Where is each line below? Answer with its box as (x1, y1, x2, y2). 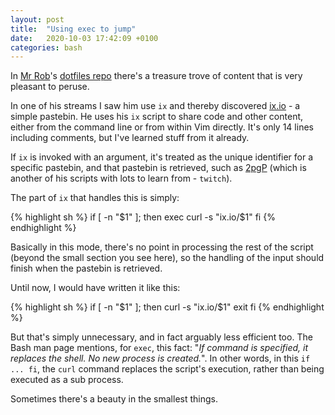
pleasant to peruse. (10, 81, 90, 93)
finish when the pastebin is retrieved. (10, 262, 163, 275)
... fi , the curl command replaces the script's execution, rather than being (10, 363, 325, 375)
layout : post (10, 14, 65, 25)
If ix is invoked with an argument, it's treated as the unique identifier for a (10, 151, 314, 163)
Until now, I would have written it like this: (10, 282, 181, 294)
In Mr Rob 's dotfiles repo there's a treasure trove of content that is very (10, 70, 303, 82)
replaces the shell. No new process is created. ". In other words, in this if (10, 352, 311, 365)
